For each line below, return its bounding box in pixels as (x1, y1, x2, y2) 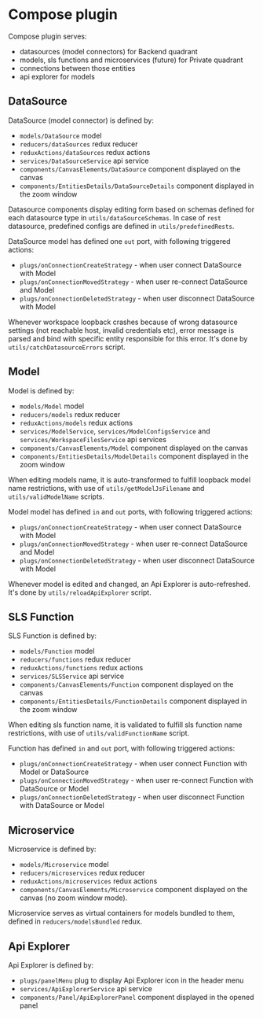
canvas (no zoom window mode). (19, 893, 128, 902)
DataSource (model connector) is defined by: (8, 116, 155, 125)
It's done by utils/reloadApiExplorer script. (8, 588, 152, 597)
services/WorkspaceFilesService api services (19, 434, 167, 444)
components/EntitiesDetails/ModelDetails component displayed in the (19, 451, 249, 461)
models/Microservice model (19, 860, 109, 869)
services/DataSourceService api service (19, 156, 149, 165)
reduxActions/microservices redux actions (19, 876, 158, 886)
